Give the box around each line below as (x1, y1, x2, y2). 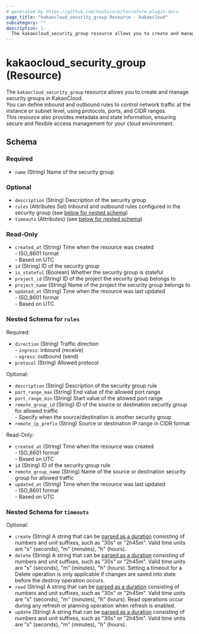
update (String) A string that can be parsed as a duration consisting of (14, 608, 185, 615)
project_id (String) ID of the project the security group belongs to (14, 275, 176, 282)
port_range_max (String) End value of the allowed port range (14, 388, 161, 395)
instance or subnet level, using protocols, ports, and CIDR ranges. (6, 107, 167, 114)
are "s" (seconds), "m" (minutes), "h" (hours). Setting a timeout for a (14, 564, 182, 571)
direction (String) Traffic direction (14, 340, 99, 347)
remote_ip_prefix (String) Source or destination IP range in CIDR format (14, 420, 190, 427)
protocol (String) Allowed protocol (14, 359, 99, 366)
